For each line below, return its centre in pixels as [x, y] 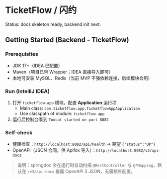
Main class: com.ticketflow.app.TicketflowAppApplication [80, 108]
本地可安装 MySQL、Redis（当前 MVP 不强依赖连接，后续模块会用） [82, 78]
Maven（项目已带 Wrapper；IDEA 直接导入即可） [63, 72]
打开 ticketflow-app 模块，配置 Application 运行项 [64, 102]
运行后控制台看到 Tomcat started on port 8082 [61, 119]
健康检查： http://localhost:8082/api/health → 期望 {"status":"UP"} [84, 144]
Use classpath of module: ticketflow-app [62, 113]
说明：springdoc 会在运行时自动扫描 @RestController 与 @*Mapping [85, 165]
